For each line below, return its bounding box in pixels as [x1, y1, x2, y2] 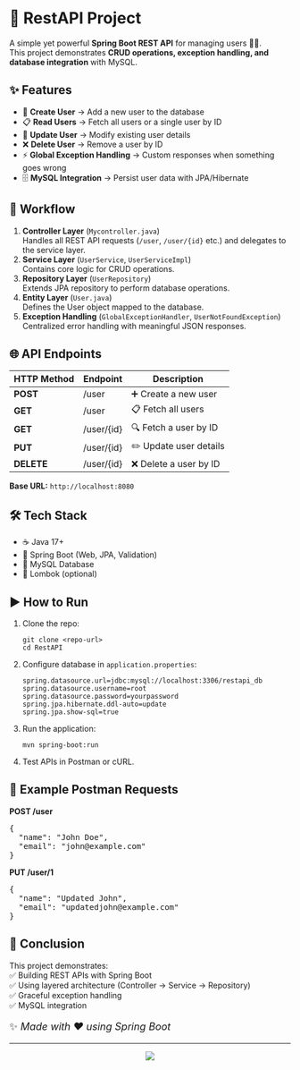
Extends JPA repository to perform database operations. [21, 282, 230, 293]
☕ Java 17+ [21, 537, 64, 548]
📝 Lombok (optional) [21, 568, 97, 580]
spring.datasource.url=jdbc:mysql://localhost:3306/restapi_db [21, 676, 263, 685]
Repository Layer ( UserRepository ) [21, 273, 152, 284]
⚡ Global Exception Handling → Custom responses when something [21, 149, 275, 160]
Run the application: [21, 724, 96, 734]
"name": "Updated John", [18, 893, 128, 903]
